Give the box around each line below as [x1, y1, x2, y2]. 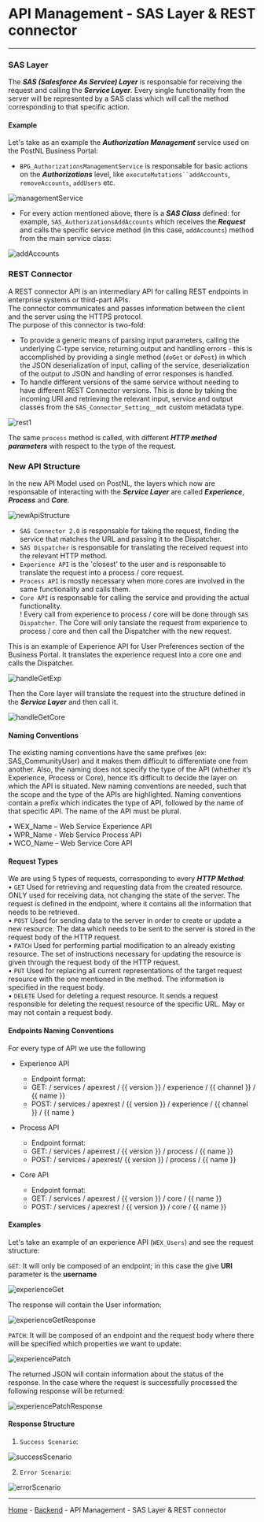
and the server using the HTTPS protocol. [8, 312, 143, 321]
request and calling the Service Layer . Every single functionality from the [8, 86, 246, 95]
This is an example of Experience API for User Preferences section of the [8, 642, 245, 651]
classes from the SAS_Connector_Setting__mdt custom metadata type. [19, 402, 244, 412]
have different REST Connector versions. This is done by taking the [19, 385, 237, 394]
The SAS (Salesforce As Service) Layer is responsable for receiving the [8, 77, 242, 87]
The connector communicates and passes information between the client [8, 303, 245, 313]
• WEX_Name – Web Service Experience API [8, 822, 152, 831]
